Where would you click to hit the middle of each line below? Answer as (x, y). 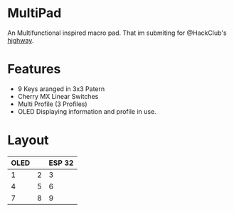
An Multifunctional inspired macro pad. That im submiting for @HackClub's (117, 33)
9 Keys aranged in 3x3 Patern (61, 89)
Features (34, 69)
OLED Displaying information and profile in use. (87, 111)
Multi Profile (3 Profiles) (52, 104)
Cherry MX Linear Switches (58, 96)
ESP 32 (61, 163)
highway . (21, 40)
